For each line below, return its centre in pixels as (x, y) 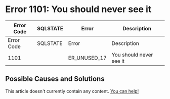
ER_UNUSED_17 (88, 58)
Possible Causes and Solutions (55, 79)
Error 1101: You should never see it (78, 9)
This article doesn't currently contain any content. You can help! (72, 91)
